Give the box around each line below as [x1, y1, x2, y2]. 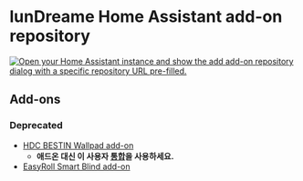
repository [9, 25, 91, 46]
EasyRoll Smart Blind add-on [22, 161, 131, 172]
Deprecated [9, 119, 64, 132]
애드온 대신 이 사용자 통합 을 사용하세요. [36, 150, 174, 161]
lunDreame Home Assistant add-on [9, 6, 283, 27]
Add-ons [9, 92, 61, 107]
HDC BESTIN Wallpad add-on [22, 139, 134, 151]
